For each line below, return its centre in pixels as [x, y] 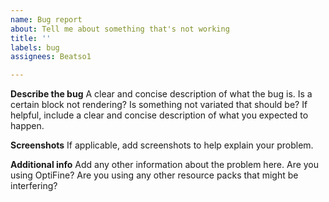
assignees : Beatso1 [51, 57]
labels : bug [35, 47]
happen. [27, 126]
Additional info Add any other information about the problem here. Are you [165, 165]
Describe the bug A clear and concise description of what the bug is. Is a [161, 94]
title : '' [31, 38]
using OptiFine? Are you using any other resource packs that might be [154, 175]
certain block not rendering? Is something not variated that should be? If [159, 105]
